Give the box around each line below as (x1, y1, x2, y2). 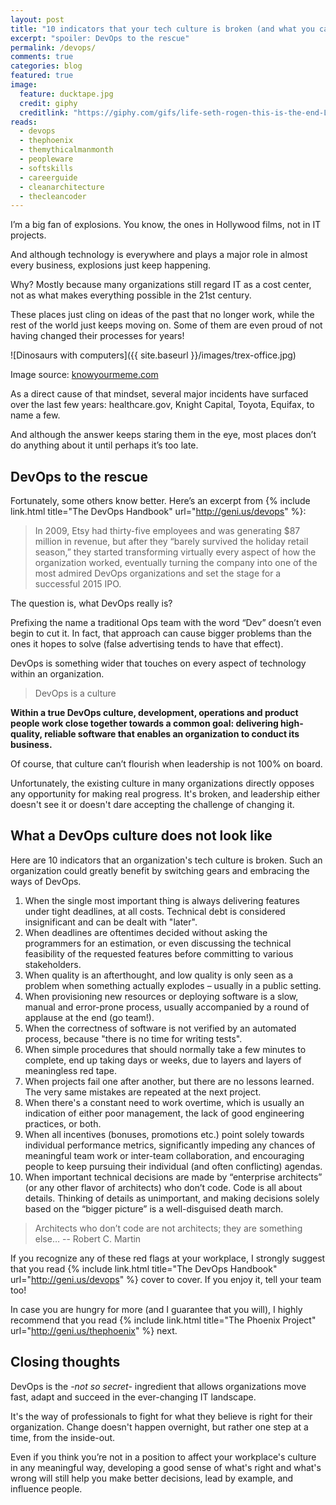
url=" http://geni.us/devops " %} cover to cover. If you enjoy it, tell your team (10, 1273, 322, 1285)
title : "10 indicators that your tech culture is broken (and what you (10, 24, 315, 34)
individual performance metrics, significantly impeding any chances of (24, 1139, 316, 1151)
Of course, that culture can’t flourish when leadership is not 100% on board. (10, 758, 323, 770)
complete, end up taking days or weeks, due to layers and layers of (24, 1054, 302, 1066)
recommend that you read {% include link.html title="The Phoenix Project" (10, 1314, 317, 1326)
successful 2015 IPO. (34, 578, 122, 590)
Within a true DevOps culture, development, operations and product (10, 707, 299, 719)
